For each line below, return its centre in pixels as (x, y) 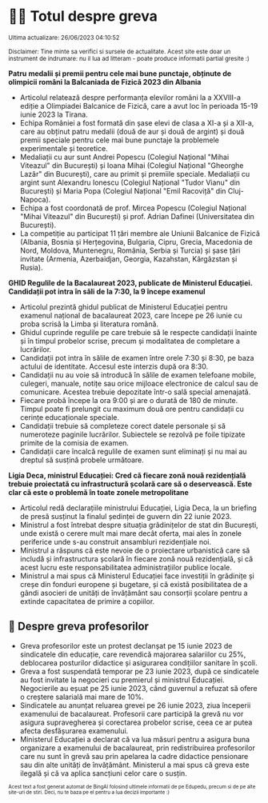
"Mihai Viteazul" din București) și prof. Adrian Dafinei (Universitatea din (137, 216)
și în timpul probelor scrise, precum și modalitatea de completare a (130, 341)
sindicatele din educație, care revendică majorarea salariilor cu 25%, (133, 654)
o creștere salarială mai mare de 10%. (82, 697)
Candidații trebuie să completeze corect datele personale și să (122, 425)
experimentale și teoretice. (64, 148)
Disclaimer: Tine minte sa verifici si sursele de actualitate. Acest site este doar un (120, 51)
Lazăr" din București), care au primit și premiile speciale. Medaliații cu (135, 174)
